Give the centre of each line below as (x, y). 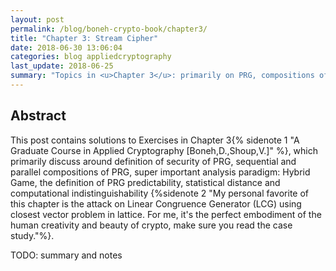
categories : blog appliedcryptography (91, 57)
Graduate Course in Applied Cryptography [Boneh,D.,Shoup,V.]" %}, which (164, 150)
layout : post (37, 19)
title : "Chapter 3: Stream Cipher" (84, 38)
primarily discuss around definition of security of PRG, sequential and (153, 161)
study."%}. (32, 235)
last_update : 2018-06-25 (62, 66)
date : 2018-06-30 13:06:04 (66, 47)
